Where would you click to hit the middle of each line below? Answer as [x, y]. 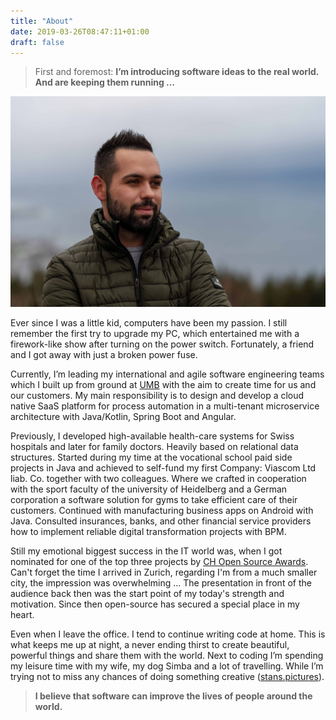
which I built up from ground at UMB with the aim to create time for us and [163, 384]
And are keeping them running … [105, 82]
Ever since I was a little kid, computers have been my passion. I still [149, 322]
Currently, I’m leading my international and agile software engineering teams [167, 374]
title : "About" [42, 21]
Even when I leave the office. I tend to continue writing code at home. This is [168, 634]
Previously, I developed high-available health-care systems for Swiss [152, 436]
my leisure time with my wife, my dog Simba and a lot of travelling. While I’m [167, 666]
